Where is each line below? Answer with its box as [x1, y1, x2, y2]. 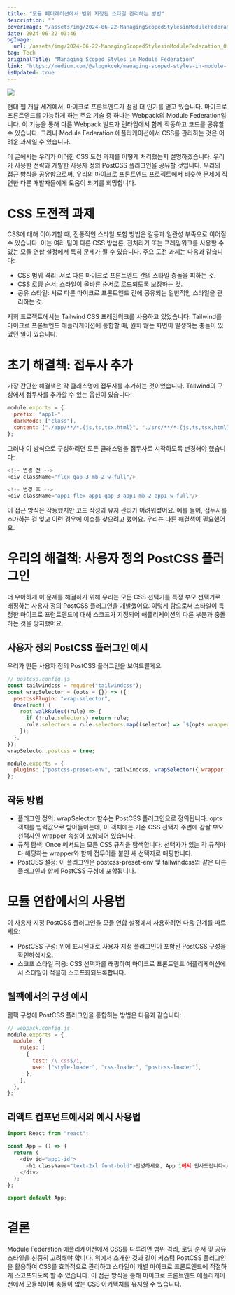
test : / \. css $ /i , [32, 1057, 83, 1064]
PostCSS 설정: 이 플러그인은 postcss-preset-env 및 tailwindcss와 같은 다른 [17, 857, 227, 866]
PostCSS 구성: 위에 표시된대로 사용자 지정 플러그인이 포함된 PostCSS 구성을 [17, 942, 227, 950]
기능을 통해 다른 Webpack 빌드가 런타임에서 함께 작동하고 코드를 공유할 [29, 120, 225, 128]
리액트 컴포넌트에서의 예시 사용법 [7, 1111, 141, 1123]
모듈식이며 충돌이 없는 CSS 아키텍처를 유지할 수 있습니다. [25, 1280, 182, 1288]
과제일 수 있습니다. [20, 137, 71, 146]
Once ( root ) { [13, 702, 52, 709]
